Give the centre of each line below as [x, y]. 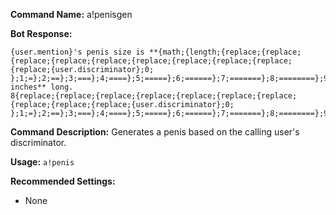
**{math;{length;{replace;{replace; [225, 52]
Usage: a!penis [42, 162]
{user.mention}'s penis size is [77, 52]
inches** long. [42, 87]
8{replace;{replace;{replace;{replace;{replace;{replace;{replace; [154, 96]
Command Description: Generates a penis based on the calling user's [155, 132]
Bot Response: [41, 33]
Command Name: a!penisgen [71, 14]
